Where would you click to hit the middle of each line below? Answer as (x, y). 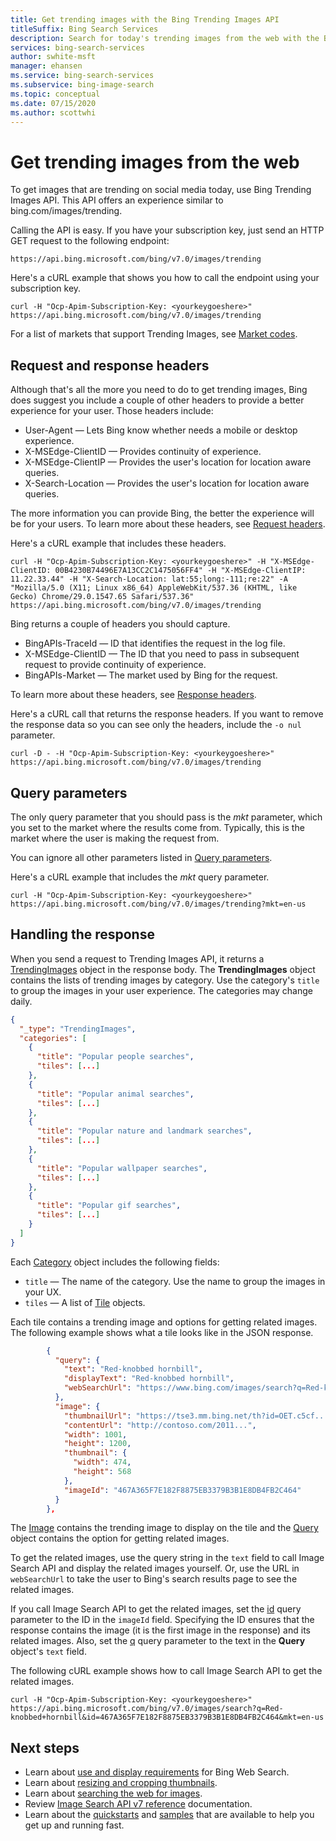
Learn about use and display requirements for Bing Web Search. (157, 1772)
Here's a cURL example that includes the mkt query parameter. (140, 877)
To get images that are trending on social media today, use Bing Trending (161, 190)
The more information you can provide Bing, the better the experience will (162, 513)
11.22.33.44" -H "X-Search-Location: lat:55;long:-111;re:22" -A (149, 579)
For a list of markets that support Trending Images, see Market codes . (154, 334)
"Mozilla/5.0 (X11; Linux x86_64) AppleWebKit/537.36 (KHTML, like (154, 588)
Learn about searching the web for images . (113, 1793)
